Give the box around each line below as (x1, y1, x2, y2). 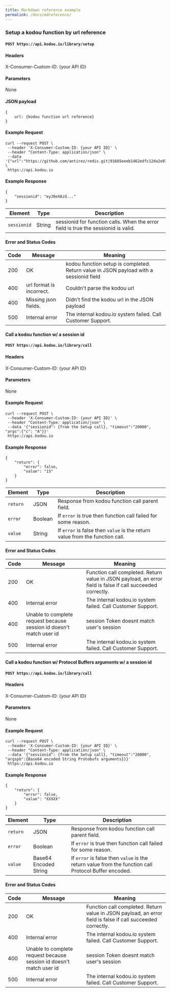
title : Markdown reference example (5, 7, 81, 13)
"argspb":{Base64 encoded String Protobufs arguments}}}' (5, 757, 131, 762)
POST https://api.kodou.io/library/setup (5, 42, 95, 47)
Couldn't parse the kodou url (65, 285, 134, 292)
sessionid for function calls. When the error (55, 218, 159, 225)
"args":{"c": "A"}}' (5, 429, 49, 434)
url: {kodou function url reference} (14, 114, 95, 119)
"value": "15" (23, 469, 53, 474)
